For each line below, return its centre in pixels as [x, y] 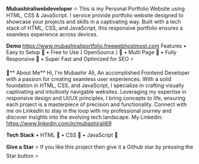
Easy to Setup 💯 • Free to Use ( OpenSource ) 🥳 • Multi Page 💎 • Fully [91, 52]
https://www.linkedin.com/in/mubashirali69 [59, 123]
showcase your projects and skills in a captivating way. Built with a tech [94, 21]
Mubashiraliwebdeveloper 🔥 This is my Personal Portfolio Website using [96, 9]
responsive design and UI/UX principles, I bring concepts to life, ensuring [96, 98]
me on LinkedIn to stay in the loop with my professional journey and [89, 111]
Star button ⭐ [23, 156]
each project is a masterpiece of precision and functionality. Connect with [97, 104]
